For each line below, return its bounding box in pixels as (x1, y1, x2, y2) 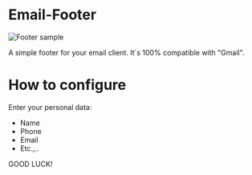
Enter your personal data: (8, 102, 92, 112)
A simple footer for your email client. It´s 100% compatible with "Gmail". (8, 47, 245, 57)
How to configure (8, 76, 127, 94)
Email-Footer (8, 6, 97, 24)
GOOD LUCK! (8, 159, 53, 169)
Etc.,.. (19, 143, 39, 153)
